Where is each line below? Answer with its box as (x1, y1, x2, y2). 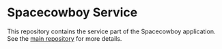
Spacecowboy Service (7, 5, 138, 20)
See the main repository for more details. (7, 34, 122, 42)
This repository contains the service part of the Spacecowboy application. (7, 27, 216, 35)
